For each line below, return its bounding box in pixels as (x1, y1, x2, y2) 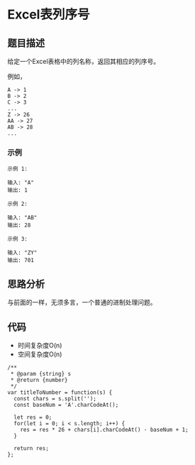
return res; (13, 444, 50, 452)
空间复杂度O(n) (17, 349, 62, 359)
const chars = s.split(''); (13, 395, 97, 402)
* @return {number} (10, 376, 69, 383)
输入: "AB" (7, 214, 38, 221)
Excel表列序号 (7, 6, 90, 23)
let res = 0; (13, 413, 52, 421)
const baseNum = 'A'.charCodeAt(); (13, 401, 119, 408)
